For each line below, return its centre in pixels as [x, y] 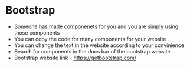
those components [37, 32]
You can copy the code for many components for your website [90, 39]
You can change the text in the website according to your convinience [99, 45]
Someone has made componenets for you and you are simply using [96, 26]
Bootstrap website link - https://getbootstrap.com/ [75, 58]
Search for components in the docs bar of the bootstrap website [92, 51]
